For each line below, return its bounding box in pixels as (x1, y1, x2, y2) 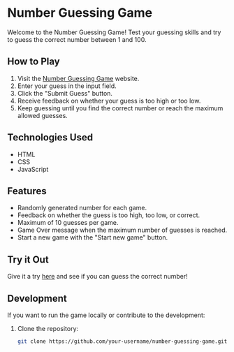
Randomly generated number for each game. (17, 204, 147, 212)
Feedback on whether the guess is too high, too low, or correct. (17, 211, 200, 219)
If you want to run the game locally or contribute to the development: (7, 311, 205, 319)
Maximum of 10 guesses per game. (17, 219, 119, 227)
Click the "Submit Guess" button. (17, 89, 113, 97)
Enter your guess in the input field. (17, 82, 117, 90)
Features (7, 185, 47, 197)
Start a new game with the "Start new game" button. (17, 233, 168, 242)
